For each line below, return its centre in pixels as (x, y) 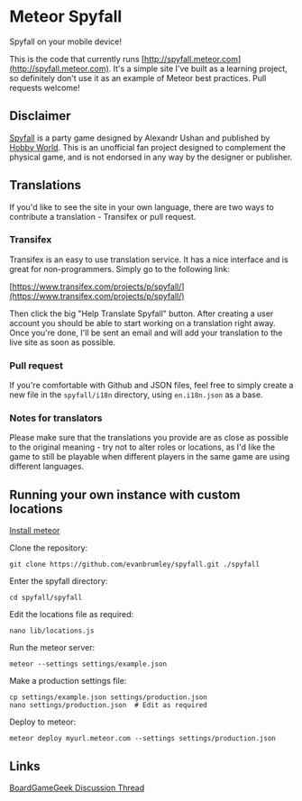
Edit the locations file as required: (72, 614)
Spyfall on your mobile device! (65, 41)
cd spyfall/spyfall (46, 598)
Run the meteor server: (52, 648)
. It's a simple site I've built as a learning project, (198, 68)
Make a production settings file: (68, 681)
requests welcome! (45, 87)
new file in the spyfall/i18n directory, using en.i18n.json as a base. (136, 395)
